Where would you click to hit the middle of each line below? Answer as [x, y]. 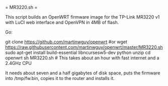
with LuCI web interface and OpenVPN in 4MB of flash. [62, 22]
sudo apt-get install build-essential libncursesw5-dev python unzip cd [78, 53]
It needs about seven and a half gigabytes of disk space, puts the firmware [83, 73]
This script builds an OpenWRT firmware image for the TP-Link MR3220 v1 [82, 17]
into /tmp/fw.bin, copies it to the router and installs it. [60, 78]
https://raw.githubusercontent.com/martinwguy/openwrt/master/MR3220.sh [84, 47]
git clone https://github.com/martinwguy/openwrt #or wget [66, 42]
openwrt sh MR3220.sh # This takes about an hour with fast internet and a [82, 58]
